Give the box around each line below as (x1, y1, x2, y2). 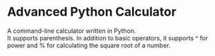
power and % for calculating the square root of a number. (7, 41, 171, 49)
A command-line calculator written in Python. (7, 27, 136, 35)
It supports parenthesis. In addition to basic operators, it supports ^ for (7, 33, 209, 42)
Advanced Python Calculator (7, 4, 177, 20)
